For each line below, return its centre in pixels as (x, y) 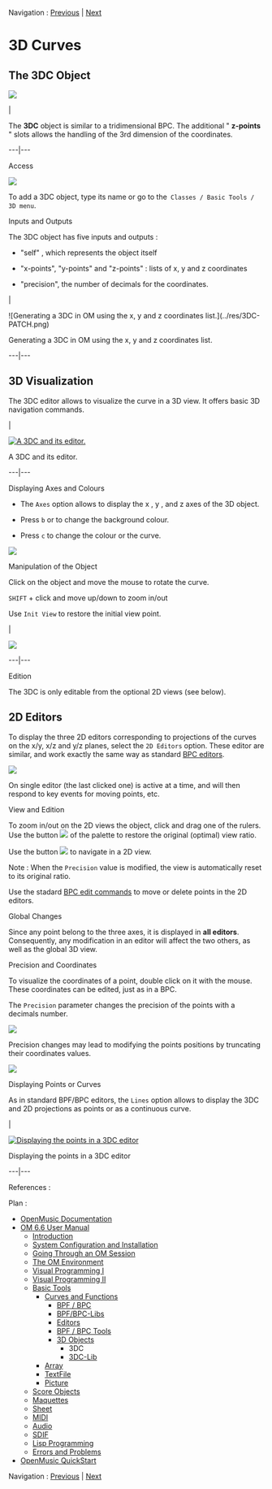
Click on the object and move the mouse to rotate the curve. (109, 582)
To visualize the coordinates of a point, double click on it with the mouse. (131, 980)
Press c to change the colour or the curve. (91, 535)
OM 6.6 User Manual (55, 1227)
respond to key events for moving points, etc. (84, 794)
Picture (56, 1383)
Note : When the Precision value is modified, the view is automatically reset (135, 867)
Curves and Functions (81, 1296)
